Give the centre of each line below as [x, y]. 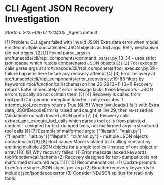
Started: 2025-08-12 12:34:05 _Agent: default [51, 32]
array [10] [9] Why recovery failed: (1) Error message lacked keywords [76, 152]
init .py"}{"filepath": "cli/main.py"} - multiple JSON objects [89, 136]
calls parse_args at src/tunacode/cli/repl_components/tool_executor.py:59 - [82, 68]
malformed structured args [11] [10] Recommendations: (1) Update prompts [81, 162]
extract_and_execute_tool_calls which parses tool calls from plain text [75, 121]
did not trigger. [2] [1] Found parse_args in [48, 53]
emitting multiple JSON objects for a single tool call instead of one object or [82, 147]
